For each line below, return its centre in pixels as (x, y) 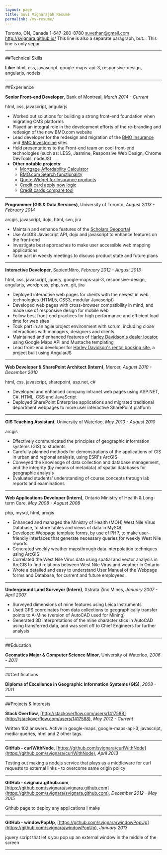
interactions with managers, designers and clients (63, 332)
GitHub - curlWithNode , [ (32, 748)
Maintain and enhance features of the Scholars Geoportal (71, 229)
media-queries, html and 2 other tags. (44, 734)
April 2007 (16, 595)
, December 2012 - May (133, 793)
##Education (18, 645)
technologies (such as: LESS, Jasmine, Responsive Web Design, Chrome (87, 153)
